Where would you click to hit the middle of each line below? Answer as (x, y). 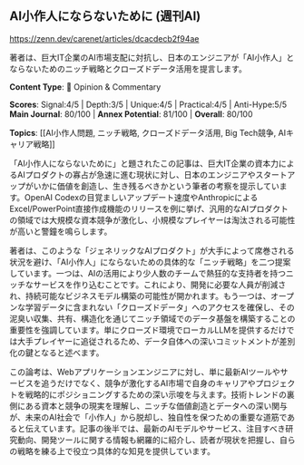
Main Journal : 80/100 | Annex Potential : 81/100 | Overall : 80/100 (131, 114)
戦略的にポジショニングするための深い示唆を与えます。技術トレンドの (156, 394)
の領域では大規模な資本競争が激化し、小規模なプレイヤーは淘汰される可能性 (152, 219)
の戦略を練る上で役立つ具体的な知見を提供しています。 (113, 450)
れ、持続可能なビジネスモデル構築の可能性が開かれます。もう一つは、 (140, 295)
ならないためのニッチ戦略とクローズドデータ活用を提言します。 (128, 68)
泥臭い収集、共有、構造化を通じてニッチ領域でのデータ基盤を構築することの (152, 318)
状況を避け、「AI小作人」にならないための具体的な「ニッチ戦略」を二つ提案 (150, 262)
